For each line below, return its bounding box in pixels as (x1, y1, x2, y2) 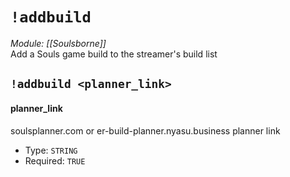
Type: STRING (24, 144, 78, 156)
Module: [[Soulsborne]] (10, 37, 107, 49)
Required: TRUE (24, 154, 86, 167)
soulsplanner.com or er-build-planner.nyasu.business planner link (10, 124, 281, 137)
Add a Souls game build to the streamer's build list (10, 48, 218, 60)
